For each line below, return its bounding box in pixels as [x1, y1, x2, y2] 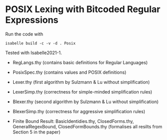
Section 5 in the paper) [12, 129, 61, 135]
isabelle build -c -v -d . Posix [5, 40, 76, 46]
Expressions [5, 14, 59, 26]
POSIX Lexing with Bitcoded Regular [5, 4, 160, 15]
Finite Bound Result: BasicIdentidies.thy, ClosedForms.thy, [12, 118, 134, 124]
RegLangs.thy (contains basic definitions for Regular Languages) [12, 59, 148, 65]
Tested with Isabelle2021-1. [5, 50, 62, 56]
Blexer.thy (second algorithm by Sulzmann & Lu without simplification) [12, 99, 159, 105]
